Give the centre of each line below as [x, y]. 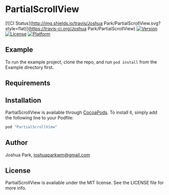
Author [16, 143]
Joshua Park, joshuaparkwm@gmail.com [48, 155]
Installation [23, 100]
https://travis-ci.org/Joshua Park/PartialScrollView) [82, 28]
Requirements [28, 83]
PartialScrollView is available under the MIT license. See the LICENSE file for [84, 183]
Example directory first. [30, 67]
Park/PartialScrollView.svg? [132, 23]
